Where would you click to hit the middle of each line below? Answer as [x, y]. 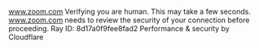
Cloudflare [26, 37]
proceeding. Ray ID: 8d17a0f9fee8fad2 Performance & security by [119, 28]
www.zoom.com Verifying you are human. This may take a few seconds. [129, 12]
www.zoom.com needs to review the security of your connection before [129, 20]
